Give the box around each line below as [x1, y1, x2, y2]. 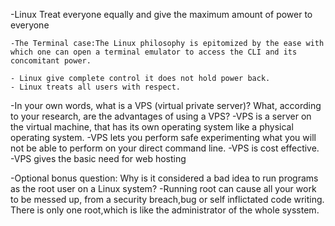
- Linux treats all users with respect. [10, 82, 182, 92]
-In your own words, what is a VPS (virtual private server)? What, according [10, 100, 322, 111]
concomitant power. [10, 56, 92, 66]
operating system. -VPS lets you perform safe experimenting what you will [10, 132, 317, 143]
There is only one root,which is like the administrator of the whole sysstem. [10, 204, 320, 216]
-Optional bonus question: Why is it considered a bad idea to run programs [10, 172, 319, 184]
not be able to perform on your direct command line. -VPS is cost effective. [10, 142, 320, 154]
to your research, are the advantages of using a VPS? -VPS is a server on [10, 110, 312, 122]
